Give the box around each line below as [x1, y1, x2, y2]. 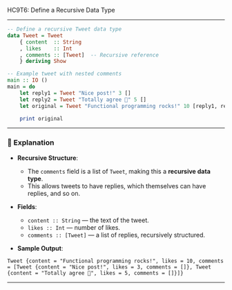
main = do [7, 83, 36, 90]
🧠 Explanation [7, 138, 55, 147]
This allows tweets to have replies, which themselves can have [27, 181, 206, 190]
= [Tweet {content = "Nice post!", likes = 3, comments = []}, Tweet [7, 263, 212, 271]
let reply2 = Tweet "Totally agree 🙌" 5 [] [19, 96, 147, 103]
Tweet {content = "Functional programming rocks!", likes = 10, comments [7, 257, 224, 264]
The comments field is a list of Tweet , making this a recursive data [27, 167, 211, 175]
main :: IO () [7, 77, 48, 84]
